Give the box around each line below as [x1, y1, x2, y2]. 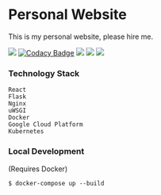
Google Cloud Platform [8, 120, 83, 128]
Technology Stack [8, 67, 80, 78]
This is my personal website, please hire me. [8, 32, 154, 41]
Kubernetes [8, 128, 44, 136]
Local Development [8, 146, 85, 157]
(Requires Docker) [8, 164, 68, 174]
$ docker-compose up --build [8, 179, 105, 187]
